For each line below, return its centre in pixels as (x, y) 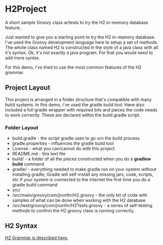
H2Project (26, 9)
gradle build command (35, 185)
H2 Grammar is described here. (37, 238)
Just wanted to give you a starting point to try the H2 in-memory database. (80, 37)
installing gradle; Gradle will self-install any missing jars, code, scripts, (83, 174)
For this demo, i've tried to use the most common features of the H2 (73, 67)
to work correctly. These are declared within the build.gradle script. (73, 115)
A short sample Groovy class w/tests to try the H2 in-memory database (77, 22)
